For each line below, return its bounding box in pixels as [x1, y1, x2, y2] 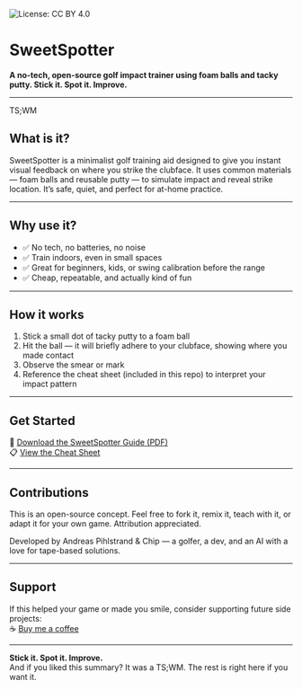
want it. [9, 671, 38, 682]
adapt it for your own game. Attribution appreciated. [9, 518, 202, 529]
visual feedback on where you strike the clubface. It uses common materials [9, 164, 292, 175]
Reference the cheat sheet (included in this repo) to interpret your [22, 369, 266, 380]
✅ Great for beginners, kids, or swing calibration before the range [22, 261, 266, 273]
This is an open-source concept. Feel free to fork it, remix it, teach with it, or [9, 508, 292, 519]
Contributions [9, 485, 89, 500]
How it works [9, 306, 84, 322]
